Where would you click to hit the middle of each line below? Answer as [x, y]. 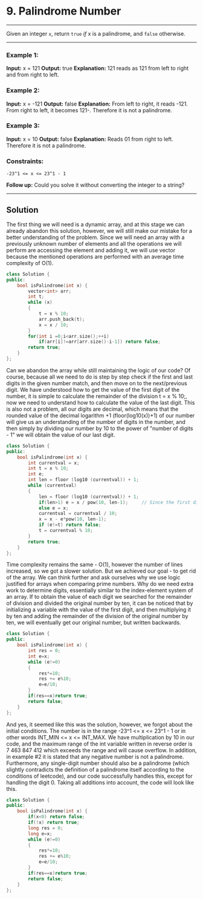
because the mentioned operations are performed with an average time [95, 257]
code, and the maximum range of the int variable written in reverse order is [99, 744]
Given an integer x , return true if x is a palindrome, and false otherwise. [96, 33]
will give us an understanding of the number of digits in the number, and [96, 422]
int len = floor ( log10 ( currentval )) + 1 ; [83, 480]
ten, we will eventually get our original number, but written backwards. [94, 622]
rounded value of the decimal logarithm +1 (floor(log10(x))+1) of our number [101, 415]
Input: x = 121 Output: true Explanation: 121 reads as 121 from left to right [98, 69]
